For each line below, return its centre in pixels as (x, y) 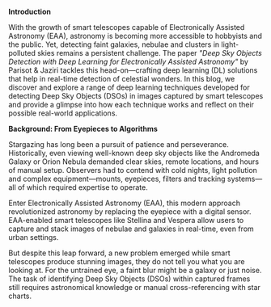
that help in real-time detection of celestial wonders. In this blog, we (122, 79)
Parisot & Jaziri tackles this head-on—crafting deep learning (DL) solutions (133, 70)
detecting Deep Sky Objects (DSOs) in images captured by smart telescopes (136, 96)
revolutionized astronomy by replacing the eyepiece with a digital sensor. (130, 212)
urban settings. (34, 237)
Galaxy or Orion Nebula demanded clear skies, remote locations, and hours (134, 162)
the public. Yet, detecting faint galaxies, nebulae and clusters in (114, 44)
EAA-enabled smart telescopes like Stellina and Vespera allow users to (126, 220)
